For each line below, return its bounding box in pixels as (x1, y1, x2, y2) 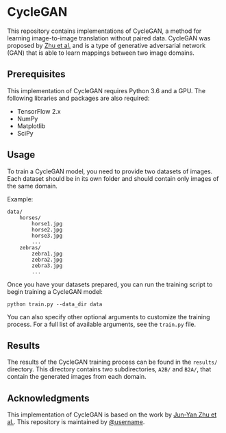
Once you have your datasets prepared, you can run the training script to (7, 280, 213, 288)
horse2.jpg (32, 226, 63, 233)
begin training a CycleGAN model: (7, 287, 103, 295)
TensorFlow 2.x (16, 107, 61, 115)
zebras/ (19, 244, 41, 251)
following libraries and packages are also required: (7, 94, 150, 102)
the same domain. (7, 182, 58, 190)
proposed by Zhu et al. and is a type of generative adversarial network (7, 41, 206, 49)
